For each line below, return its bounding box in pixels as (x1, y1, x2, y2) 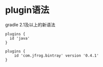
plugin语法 (5, 4, 50, 16)
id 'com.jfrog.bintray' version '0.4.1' (14, 53, 99, 58)
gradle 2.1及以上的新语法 (5, 22, 56, 28)
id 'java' (9, 35, 30, 41)
